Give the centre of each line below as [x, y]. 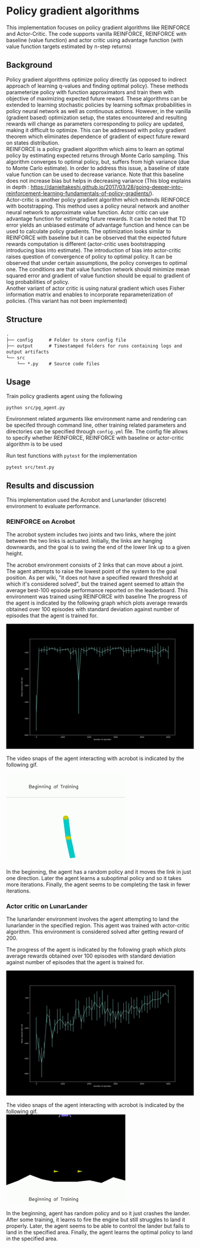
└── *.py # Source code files [58, 364]
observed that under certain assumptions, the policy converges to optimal [97, 262]
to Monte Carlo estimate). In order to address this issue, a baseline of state [98, 168]
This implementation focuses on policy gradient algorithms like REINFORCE [98, 27]
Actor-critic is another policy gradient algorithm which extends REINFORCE [98, 199]
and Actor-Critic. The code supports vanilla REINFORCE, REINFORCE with [96, 33]
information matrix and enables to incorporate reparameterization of [90, 294]
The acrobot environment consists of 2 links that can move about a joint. [95, 565]
